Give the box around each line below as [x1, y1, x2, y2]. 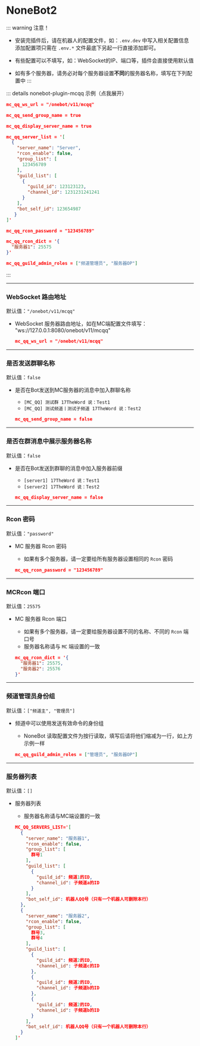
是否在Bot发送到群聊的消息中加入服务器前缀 [14, 465, 123, 472]
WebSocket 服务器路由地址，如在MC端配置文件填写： [14, 320, 147, 327]
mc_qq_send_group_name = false [14, 416, 93, 422]
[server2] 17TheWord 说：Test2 [23, 484, 100, 490]
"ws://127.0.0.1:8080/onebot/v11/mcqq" [14, 327, 111, 334]
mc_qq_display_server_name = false [14, 494, 104, 500]
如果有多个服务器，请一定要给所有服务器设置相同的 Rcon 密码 [23, 555, 174, 562]
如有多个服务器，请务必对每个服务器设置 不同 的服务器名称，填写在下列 [14, 69, 187, 76]
